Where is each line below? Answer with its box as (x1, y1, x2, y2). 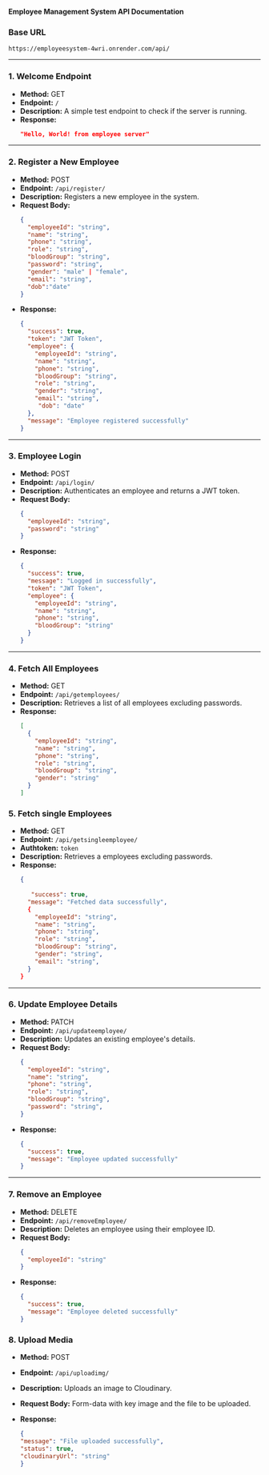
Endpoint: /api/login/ (19, 477, 95, 487)
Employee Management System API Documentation (8, 7, 184, 16)
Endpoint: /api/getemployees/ (19, 690, 120, 699)
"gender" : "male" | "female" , (27, 267, 128, 275)
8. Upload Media (8, 1334, 74, 1345)
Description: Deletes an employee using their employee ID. (19, 1224, 215, 1233)
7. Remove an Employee (8, 1188, 102, 1200)
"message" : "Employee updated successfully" (27, 1155, 179, 1163)
